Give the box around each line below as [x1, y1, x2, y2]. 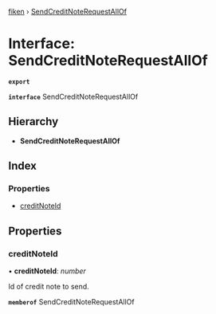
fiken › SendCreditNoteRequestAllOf [8, 7, 128, 16]
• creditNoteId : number [8, 266, 86, 276]
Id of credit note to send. [8, 282, 89, 292]
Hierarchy [8, 115, 59, 128]
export [8, 77, 30, 86]
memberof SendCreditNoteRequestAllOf [8, 297, 135, 307]
